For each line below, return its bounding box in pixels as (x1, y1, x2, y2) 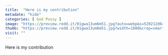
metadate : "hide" (5, 12, 41, 17)
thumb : (5, 26, 19, 31)
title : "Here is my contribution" (5, 7, 79, 12)
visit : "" (5, 30, 26, 35)
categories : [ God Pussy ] (5, 16, 61, 21)
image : (5, 21, 19, 26)
